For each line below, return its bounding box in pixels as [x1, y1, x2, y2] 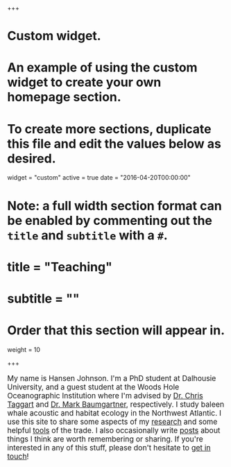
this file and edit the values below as [7, 136, 222, 151]
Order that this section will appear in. [7, 323, 225, 339]
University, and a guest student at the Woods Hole [7, 382, 180, 392]
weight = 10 [7, 345, 40, 354]
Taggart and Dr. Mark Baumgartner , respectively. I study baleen [7, 400, 225, 409]
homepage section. [7, 90, 121, 105]
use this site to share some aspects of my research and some [7, 417, 218, 427]
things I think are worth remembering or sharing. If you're [7, 434, 203, 444]
